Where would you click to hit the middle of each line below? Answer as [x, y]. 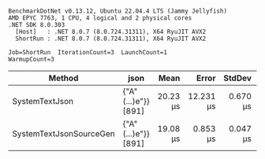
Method [63, 78]
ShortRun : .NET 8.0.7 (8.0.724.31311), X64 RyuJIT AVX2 [111, 39]
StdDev [238, 78]
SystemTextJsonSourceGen [64, 133]
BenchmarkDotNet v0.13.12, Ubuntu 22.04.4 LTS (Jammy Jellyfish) [118, 11]
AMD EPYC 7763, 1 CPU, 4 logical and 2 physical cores [100, 18]
